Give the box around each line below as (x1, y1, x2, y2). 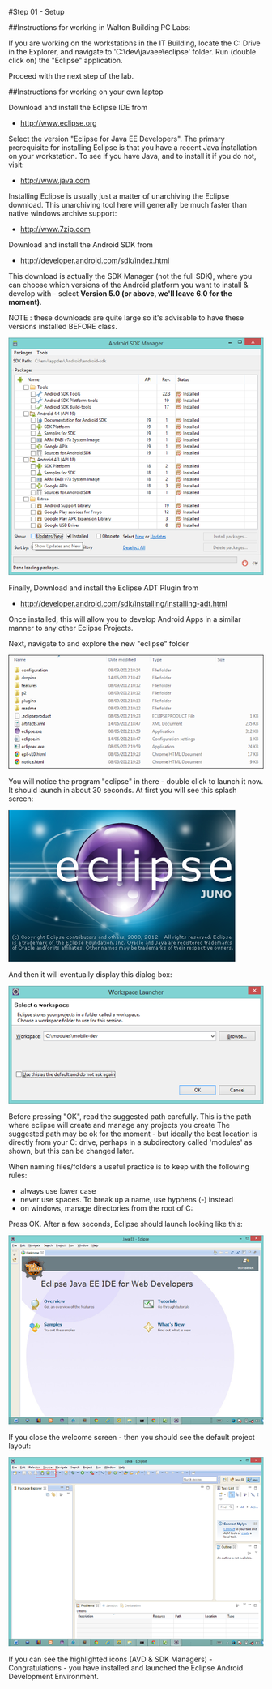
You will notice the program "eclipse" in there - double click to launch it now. (8, 776, 264, 786)
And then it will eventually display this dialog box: (8, 969, 172, 980)
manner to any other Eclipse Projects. (8, 624, 134, 632)
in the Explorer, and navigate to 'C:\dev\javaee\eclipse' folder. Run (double (8, 47, 257, 56)
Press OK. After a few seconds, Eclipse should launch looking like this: (8, 1220, 243, 1229)
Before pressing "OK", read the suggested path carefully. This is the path (8, 1112, 252, 1121)
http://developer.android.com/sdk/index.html (19, 255, 170, 265)
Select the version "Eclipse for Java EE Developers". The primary (8, 134, 225, 144)
